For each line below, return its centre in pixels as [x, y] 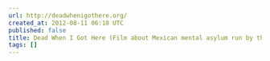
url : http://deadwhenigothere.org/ [68, 15]
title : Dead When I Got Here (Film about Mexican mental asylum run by [131, 38]
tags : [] [23, 45]
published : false [37, 30]
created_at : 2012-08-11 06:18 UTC [66, 23]
